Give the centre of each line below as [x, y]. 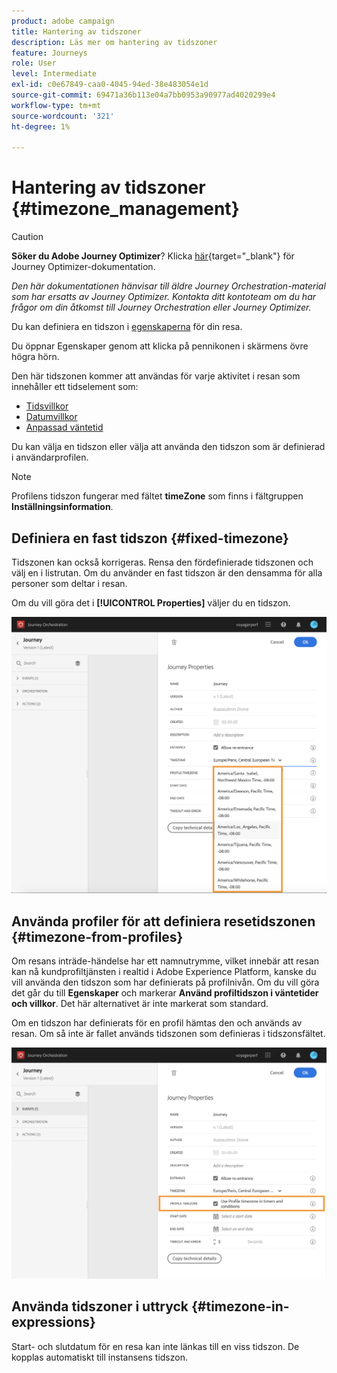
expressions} [53, 1322]
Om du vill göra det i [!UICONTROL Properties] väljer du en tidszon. [151, 603]
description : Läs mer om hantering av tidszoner [114, 42]
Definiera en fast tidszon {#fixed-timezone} [150, 538]
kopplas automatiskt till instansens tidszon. [99, 1357]
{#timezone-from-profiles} [97, 936]
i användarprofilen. [50, 457]
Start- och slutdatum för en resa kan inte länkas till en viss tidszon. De [155, 1346]
